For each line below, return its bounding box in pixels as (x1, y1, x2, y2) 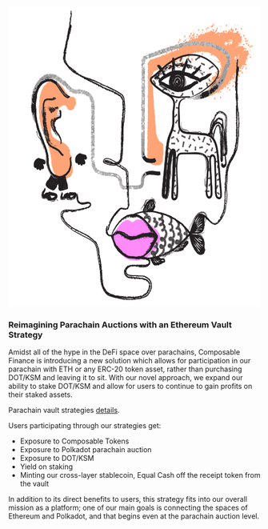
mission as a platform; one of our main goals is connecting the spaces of (8, 503, 248, 513)
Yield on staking (19, 462, 74, 471)
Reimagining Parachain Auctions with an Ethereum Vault (8, 319, 232, 330)
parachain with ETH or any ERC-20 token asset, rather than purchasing (8, 364, 242, 374)
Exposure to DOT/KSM (19, 454, 94, 463)
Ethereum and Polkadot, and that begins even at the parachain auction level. (8, 511, 260, 521)
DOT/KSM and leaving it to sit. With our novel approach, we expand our (8, 373, 243, 383)
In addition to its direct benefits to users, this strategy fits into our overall (8, 495, 248, 504)
